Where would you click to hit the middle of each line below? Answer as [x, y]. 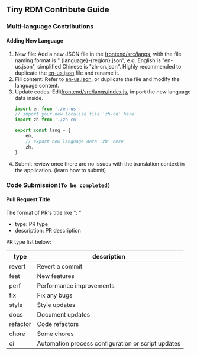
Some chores [55, 334]
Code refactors [58, 324]
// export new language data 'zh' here [75, 141]
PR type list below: [29, 241]
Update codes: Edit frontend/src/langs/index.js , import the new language [103, 92]
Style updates [56, 305]
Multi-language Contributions [50, 27]
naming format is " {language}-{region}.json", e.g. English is [88, 60]
